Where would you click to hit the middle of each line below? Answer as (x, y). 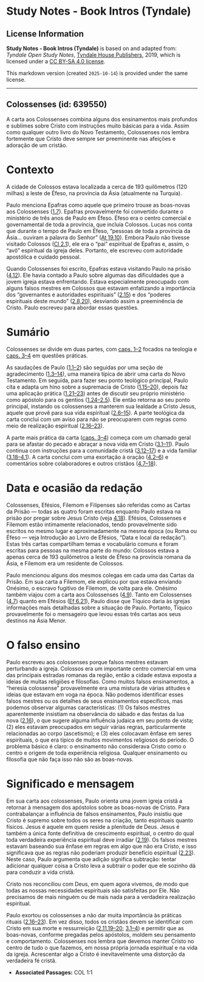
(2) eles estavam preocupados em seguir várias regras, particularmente (96, 726)
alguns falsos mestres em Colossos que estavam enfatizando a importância (101, 288)
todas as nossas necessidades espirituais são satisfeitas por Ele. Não (93, 890)
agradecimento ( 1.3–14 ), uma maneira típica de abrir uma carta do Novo (96, 374)
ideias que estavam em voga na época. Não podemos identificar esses (95, 694)
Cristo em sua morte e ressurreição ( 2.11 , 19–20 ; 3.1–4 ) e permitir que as (95, 928)
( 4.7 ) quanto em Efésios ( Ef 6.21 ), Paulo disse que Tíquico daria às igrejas (98, 601)
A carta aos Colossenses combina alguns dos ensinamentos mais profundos (102, 119)
